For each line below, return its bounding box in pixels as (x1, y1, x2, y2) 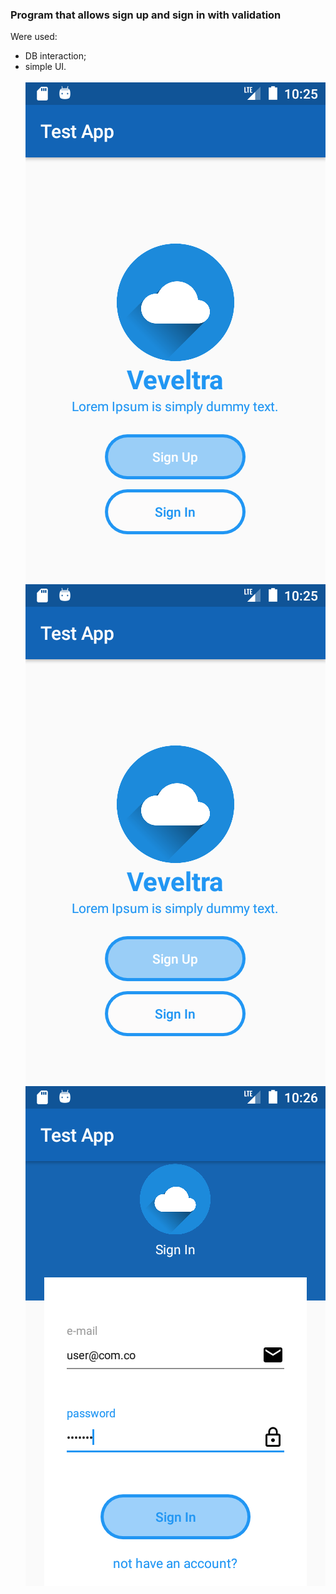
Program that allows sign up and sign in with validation (10, 8, 282, 22)
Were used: (10, 31, 58, 43)
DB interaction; (24, 50, 87, 62)
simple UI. (24, 61, 67, 73)
